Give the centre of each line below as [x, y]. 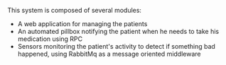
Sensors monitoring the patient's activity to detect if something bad [116, 46]
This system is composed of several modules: [75, 10]
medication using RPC [50, 39]
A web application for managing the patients [82, 24]
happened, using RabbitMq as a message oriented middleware [109, 54]
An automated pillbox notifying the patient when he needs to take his [118, 31]
